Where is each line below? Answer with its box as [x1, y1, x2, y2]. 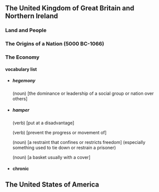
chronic [12, 165, 29, 172]
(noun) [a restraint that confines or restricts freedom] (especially [12, 139, 146, 145]
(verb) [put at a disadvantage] [12, 120, 74, 126]
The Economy [5, 54, 40, 61]
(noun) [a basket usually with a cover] [12, 154, 91, 160]
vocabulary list [5, 66, 37, 72]
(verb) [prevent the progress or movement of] [12, 129, 106, 135]
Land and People [5, 27, 46, 34]
